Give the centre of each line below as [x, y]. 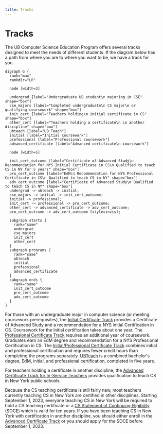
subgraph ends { [26, 280]
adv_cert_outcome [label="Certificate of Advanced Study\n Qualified [81, 182]
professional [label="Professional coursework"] [60, 139]
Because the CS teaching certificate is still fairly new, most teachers [73, 390]
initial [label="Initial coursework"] [49, 135]
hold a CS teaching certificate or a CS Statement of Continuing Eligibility [77, 405]
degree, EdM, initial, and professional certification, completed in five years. [80, 361]
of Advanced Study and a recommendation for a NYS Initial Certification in [80, 325]
